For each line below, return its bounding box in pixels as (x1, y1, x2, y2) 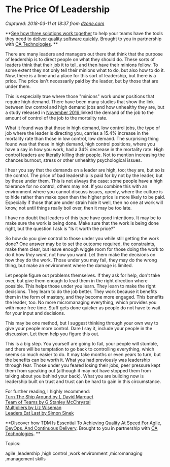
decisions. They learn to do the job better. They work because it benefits (5, 288, 157, 295)
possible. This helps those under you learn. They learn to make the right (5, 283, 156, 289)
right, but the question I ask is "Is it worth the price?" (5, 225, 116, 231)
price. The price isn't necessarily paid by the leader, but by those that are (5, 78, 159, 84)
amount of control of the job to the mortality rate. (5, 114, 108, 121)
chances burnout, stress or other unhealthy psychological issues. (5, 157, 142, 163)
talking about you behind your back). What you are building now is (5, 373, 144, 379)
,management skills (5, 455, 46, 461)
